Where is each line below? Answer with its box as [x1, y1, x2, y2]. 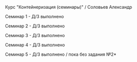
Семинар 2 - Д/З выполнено [5, 23, 65, 29]
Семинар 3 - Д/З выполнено [5, 33, 65, 38]
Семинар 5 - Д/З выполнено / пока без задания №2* [5, 51, 117, 57]
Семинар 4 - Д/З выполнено [5, 42, 65, 48]
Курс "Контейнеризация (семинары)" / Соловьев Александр [5, 4, 133, 10]
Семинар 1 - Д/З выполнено [5, 14, 64, 19]
